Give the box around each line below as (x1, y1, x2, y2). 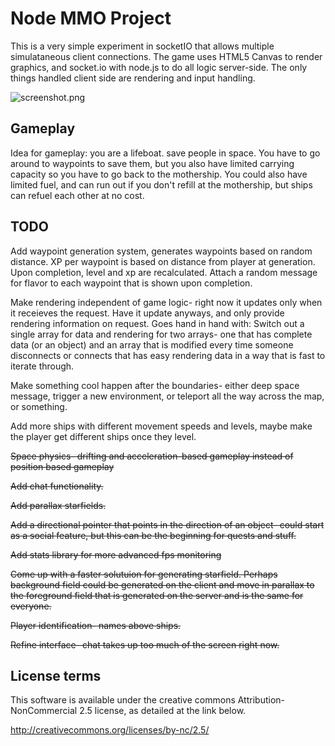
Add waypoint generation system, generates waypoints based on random (10, 245, 313, 257)
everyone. (10, 600, 52, 612)
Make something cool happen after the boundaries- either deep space (10, 379, 300, 391)
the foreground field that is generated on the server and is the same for (10, 589, 304, 601)
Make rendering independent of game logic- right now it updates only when (10, 296, 323, 308)
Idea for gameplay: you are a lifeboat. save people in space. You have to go (10, 147, 321, 159)
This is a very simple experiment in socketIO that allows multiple (10, 40, 275, 52)
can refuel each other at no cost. (10, 189, 145, 201)
